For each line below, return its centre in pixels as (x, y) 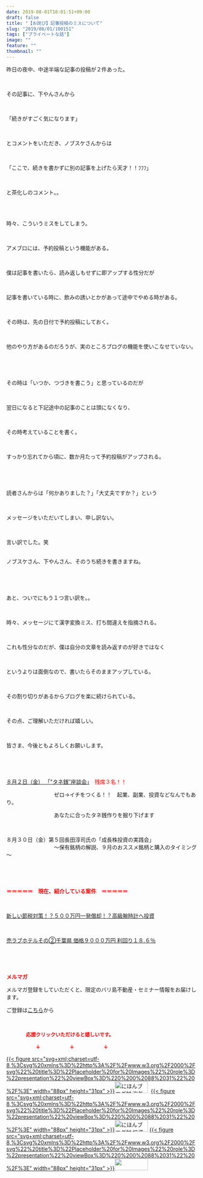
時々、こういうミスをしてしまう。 (48, 223)
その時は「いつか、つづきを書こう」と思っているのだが (75, 383)
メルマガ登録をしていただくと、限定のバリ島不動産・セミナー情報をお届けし (101, 989)
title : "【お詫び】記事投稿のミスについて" (54, 23)
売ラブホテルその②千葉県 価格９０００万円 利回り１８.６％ (81, 940)
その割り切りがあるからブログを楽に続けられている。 (72, 696)
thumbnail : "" (24, 51)
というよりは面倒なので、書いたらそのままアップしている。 (80, 671)
